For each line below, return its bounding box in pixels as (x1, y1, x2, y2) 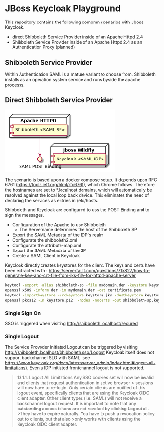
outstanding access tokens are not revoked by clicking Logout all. (17, 406, 149, 411)
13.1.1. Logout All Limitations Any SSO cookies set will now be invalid (17, 374, 154, 380)
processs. (5, 82, 25, 88)
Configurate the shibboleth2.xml (12, 237, 77, 243)
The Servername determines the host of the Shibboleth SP (19, 227, 138, 232)
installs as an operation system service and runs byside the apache (5, 76, 141, 82)
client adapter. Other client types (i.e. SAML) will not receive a (17, 395, 142, 401)
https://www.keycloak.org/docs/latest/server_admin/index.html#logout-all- (5, 360, 156, 365)
